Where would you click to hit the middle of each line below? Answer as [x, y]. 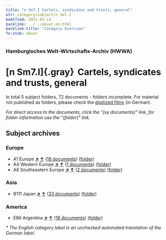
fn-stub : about [22, 33]
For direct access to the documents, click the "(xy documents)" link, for [80, 112]
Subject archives [33, 133]
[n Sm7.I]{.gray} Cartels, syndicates [84, 72]
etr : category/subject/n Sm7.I [39, 15]
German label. [21, 233]
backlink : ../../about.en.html [39, 24]
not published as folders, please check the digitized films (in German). [79, 102]
